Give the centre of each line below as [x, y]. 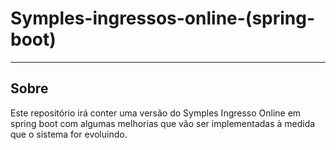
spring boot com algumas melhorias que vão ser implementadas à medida [163, 123]
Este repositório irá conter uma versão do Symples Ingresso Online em [156, 113]
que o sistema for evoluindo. [69, 134]
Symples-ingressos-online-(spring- [163, 18]
